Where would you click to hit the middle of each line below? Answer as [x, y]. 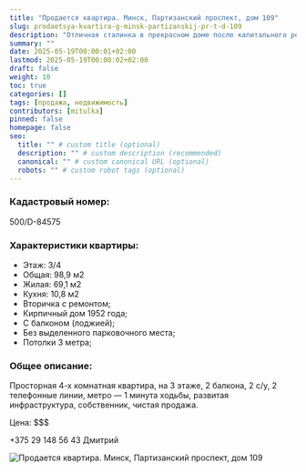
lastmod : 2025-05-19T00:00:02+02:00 [79, 60]
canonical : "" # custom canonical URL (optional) [113, 161]
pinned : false [36, 119]
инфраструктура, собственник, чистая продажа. [104, 405]
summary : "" [32, 43]
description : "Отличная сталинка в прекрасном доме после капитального [148, 35]
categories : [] [38, 94]
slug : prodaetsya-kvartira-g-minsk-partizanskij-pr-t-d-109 [126, 26]
